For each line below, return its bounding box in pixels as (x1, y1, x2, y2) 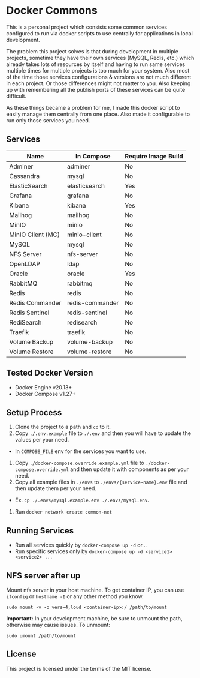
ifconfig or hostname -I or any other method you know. (6, 593, 144, 600)
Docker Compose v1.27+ (14, 390, 76, 397)
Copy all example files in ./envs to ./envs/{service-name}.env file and (14, 478, 187, 486)
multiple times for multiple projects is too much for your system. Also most (6, 67, 190, 74)
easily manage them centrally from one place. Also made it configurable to (6, 110, 190, 118)
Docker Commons (6, 4, 98, 17)
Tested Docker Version (6, 368, 93, 378)
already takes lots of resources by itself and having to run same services (6, 61, 186, 68)
